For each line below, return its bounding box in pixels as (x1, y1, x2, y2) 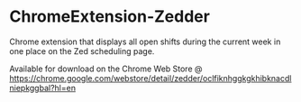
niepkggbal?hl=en (9, 82, 77, 93)
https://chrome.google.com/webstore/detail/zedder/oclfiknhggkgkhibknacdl (9, 72, 292, 83)
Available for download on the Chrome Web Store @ (9, 63, 203, 74)
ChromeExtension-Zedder (9, 6, 210, 27)
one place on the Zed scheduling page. (9, 45, 155, 56)
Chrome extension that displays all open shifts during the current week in (9, 36, 281, 47)
